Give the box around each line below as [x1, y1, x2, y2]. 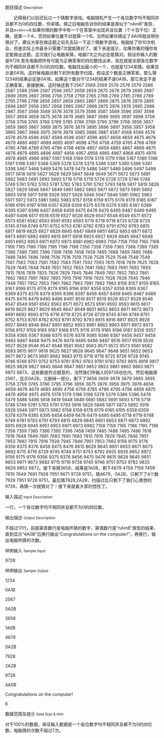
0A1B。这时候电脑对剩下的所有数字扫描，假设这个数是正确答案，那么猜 [13, 70, 157, 75]
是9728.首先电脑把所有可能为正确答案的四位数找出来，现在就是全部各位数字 [5, 58, 158, 63]
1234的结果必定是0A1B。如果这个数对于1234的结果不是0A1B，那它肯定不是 [5, 76, 157, 82]
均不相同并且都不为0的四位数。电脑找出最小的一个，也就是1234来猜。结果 [5, 64, 155, 70]
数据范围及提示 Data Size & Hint [5, 711, 64, 716]
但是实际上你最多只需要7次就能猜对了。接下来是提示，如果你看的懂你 [13, 46, 153, 51]
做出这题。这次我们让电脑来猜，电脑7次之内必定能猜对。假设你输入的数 [13, 51, 158, 57]
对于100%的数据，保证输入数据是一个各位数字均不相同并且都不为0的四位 [5, 721, 152, 727]
